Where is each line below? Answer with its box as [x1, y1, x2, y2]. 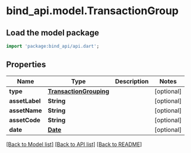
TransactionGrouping [47, 87, 110, 95]
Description [114, 77, 149, 85]
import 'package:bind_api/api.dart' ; [6, 43, 100, 49]
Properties [6, 60, 46, 70]
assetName [9, 106, 43, 115]
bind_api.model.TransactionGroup [6, 4, 179, 18]
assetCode [9, 116, 40, 124]
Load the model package [6, 28, 100, 38]
